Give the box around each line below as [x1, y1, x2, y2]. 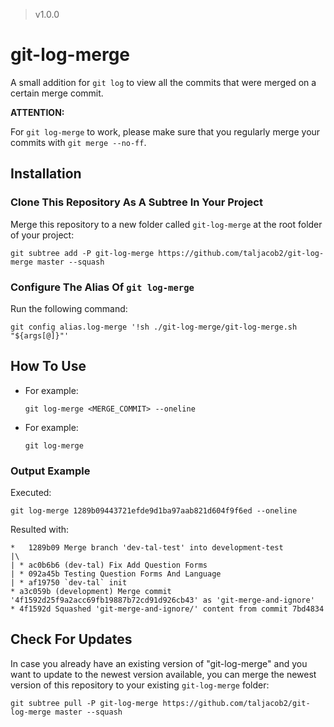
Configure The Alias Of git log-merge [10, 280, 195, 294]
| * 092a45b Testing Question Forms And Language [10, 569, 222, 579]
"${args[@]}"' [10, 330, 70, 341]
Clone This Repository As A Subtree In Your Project [10, 195, 263, 209]
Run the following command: [10, 302, 128, 314]
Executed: [10, 487, 52, 499]
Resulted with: [10, 524, 70, 536]
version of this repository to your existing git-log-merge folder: [10, 679, 270, 691]
